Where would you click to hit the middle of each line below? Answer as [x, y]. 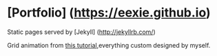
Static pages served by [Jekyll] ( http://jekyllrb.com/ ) [82, 32]
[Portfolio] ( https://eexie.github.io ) [109, 13]
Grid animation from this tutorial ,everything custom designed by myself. [109, 45]
